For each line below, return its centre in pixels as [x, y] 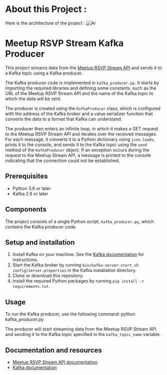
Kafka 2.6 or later [30, 193]
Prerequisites [26, 176]
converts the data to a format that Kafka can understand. [64, 119]
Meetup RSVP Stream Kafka [64, 43]
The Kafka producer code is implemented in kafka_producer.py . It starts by [82, 82]
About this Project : [46, 9]
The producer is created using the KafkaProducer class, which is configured [83, 108]
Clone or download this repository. [48, 275]
